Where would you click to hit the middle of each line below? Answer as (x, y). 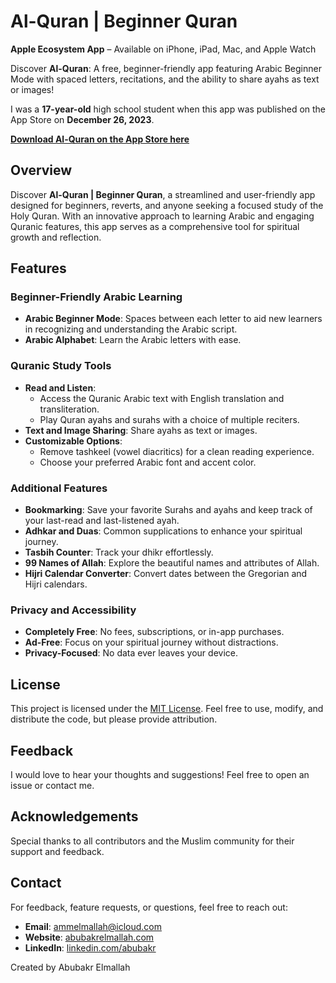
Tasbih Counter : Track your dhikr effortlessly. (119, 552)
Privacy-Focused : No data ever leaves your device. (131, 653)
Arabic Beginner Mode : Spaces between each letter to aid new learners (173, 319)
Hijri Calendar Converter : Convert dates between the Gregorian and (166, 574)
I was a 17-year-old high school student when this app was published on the (168, 109)
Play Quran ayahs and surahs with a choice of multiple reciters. (169, 419)
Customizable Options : (73, 441)
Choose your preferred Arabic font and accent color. (148, 462)
